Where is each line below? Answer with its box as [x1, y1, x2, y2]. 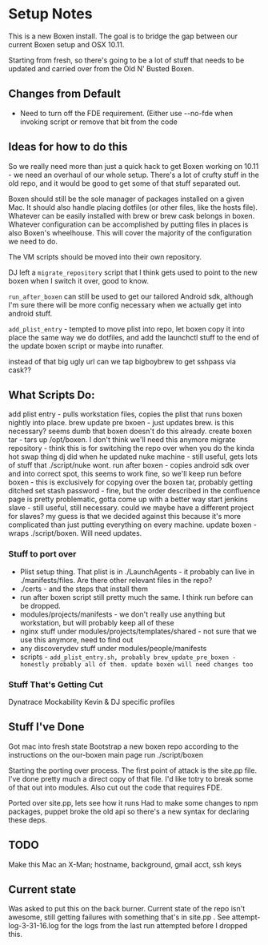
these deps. [8, 814, 48, 825]
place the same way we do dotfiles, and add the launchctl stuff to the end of [8, 332, 260, 342]
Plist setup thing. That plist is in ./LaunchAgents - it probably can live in [19, 566, 254, 577]
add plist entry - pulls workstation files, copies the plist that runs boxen [8, 409, 242, 419]
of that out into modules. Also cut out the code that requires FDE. [8, 782, 222, 792]
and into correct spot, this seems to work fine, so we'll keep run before [8, 469, 242, 479]
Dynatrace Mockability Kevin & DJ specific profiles [8, 697, 175, 706]
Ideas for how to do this [8, 140, 128, 154]
